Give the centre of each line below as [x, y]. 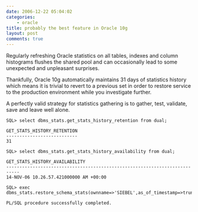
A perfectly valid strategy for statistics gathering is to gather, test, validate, [97, 103]
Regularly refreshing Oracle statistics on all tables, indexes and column [92, 56]
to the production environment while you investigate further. [79, 92]
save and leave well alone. [38, 110]
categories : [21, 17]
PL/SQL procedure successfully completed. [59, 203]
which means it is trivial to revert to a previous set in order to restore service [99, 86]
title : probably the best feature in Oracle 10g [67, 28]
